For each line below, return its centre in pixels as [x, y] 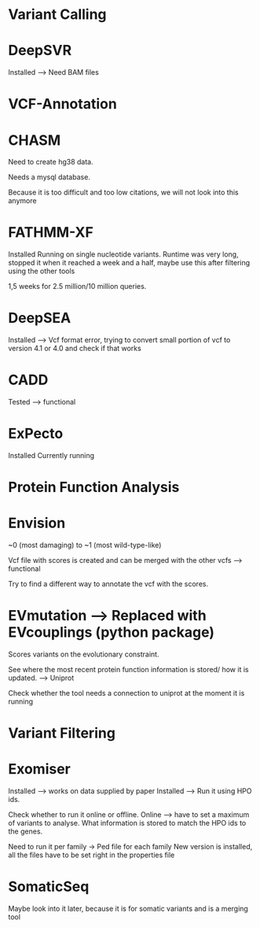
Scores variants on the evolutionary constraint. [84, 654]
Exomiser [39, 769]
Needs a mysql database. [49, 177]
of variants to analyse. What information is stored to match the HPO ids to [127, 823]
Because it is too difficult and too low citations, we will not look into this [124, 192]
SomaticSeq [49, 887]
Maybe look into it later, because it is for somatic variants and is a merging [128, 909]
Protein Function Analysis [94, 488]
